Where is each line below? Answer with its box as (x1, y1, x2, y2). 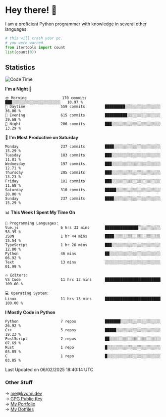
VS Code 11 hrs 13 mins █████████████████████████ (5, 277, 161, 282)
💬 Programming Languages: (5, 221, 58, 226)
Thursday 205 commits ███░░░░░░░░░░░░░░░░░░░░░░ (5, 170, 161, 175)
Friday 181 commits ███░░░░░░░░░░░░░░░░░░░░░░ (5, 179, 161, 184)
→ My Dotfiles (5, 406, 34, 412)
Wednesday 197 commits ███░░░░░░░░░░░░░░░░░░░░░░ (5, 161, 161, 166)
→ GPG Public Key (5, 396, 43, 402)
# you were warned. (5, 40, 46, 45)
